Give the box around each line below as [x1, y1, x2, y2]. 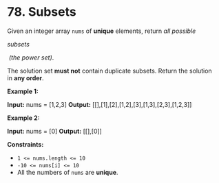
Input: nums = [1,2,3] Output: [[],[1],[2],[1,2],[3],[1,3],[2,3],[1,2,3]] [7, 100, 192, 108]
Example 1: [7, 87, 39, 95]
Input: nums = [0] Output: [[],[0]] [7, 127, 102, 135]
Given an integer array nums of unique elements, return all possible [7, 27, 196, 35]
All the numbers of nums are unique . [17, 168, 118, 176]
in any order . [7, 73, 44, 82]
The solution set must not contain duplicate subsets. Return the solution [7, 66, 212, 75]
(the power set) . [8, 53, 54, 62]
